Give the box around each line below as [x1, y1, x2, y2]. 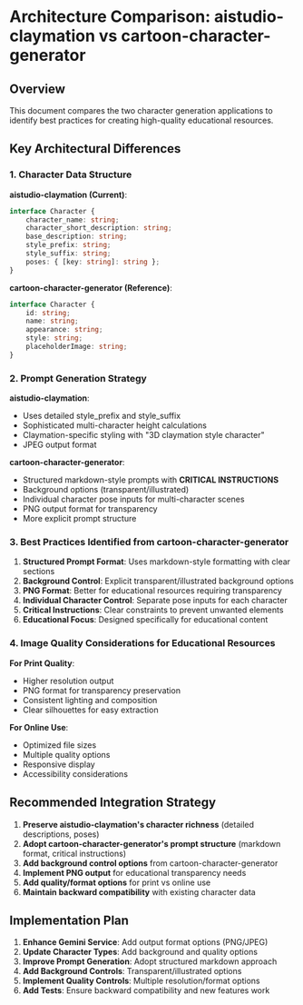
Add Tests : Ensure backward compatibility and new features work [22, 985, 270, 996]
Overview [9, 81, 66, 96]
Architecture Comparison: [9, 6, 211, 27]
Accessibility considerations [22, 768, 129, 779]
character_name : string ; [25, 215, 120, 224]
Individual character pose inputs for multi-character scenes [22, 493, 245, 505]
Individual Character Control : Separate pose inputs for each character [22, 595, 288, 606]
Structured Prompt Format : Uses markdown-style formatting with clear [22, 556, 291, 567]
